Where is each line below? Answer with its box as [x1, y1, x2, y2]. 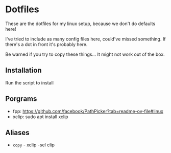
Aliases [5, 128, 30, 137]
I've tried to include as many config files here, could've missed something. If [5, 36, 166, 42]
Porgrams [5, 95, 37, 103]
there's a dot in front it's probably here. [5, 41, 88, 47]
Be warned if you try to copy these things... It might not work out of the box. [5, 51, 165, 57]
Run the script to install [5, 79, 54, 85]
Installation [5, 66, 42, 75]
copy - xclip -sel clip [12, 142, 55, 148]
